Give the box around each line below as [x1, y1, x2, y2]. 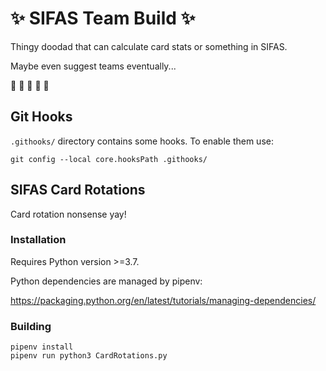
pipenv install [10, 342, 74, 352]
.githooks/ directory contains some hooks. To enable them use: [10, 135, 274, 147]
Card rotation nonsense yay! [10, 208, 127, 220]
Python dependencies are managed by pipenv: [10, 275, 203, 287]
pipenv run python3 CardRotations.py [10, 351, 168, 361]
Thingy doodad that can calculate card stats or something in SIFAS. [10, 40, 288, 52]
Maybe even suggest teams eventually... [10, 60, 177, 72]
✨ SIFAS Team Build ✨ [10, 7, 196, 30]
